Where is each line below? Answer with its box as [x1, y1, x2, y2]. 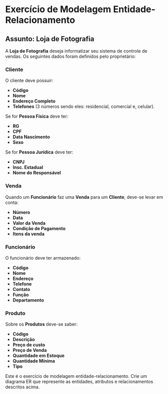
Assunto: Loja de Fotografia [5, 34, 95, 43]
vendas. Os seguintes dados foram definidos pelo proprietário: [5, 53, 136, 59]
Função [12, 292, 29, 298]
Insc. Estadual [12, 164, 44, 170]
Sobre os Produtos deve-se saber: [5, 321, 78, 328]
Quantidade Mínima [12, 358, 55, 364]
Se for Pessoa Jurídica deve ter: [5, 149, 73, 155]
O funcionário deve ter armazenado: [5, 255, 81, 261]
